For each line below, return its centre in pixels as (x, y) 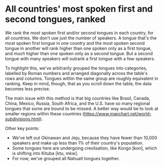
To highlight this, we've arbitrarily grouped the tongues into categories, (76, 68)
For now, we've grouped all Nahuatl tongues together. (66, 158)
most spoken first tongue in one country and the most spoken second (75, 43)
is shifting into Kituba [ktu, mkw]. (45, 153)
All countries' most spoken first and (79, 9)
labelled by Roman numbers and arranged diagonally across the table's (76, 73)
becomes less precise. (27, 89)
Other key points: (22, 128)
